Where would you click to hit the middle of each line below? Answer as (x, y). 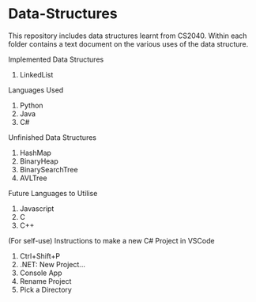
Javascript (37, 208)
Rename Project (45, 281)
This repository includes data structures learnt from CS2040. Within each (128, 36)
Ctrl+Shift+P (40, 256)
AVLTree (33, 178)
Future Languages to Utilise (53, 193)
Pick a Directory (46, 289)
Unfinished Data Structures (53, 137)
